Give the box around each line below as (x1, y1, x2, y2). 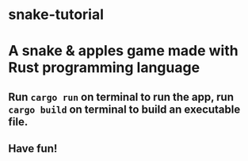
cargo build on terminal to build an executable (8, 102, 241, 116)
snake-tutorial (8, 6, 105, 24)
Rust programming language (8, 59, 200, 77)
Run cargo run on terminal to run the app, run (8, 90, 235, 104)
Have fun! (8, 142, 58, 155)
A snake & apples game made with (8, 42, 239, 60)
